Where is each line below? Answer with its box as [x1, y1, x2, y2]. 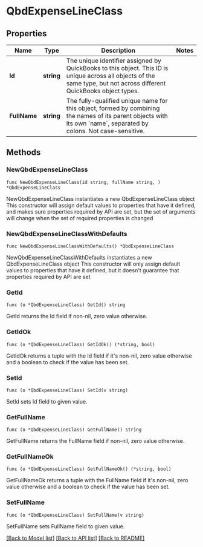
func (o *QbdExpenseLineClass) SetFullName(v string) [6, 512, 145, 518]
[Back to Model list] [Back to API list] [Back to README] [6, 534, 145, 542]
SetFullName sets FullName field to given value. [6, 522, 125, 530]
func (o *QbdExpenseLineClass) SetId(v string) [6, 387, 129, 393]
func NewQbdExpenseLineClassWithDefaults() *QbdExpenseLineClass [6, 243, 174, 249]
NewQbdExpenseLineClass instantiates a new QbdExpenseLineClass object [6, 195, 195, 202]
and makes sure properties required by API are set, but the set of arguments [6, 208, 196, 215]
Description [101, 47, 136, 54]
